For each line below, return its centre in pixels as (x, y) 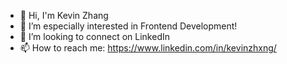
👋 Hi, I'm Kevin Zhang (64, 15)
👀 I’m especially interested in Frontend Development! (128, 26)
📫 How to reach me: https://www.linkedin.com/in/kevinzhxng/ (148, 48)
